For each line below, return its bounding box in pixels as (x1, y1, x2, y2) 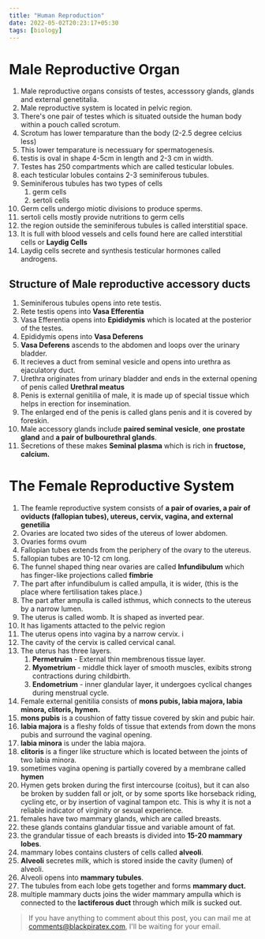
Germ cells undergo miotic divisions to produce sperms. (20, 204, 203, 213)
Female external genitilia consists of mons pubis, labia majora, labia (20, 696, 243, 706)
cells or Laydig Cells (20, 238, 88, 247)
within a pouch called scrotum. (20, 120, 121, 130)
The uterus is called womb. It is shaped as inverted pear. (20, 613, 204, 622)
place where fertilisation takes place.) (20, 587, 143, 597)
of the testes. (20, 323, 64, 333)
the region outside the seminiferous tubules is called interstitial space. (20, 221, 248, 230)
